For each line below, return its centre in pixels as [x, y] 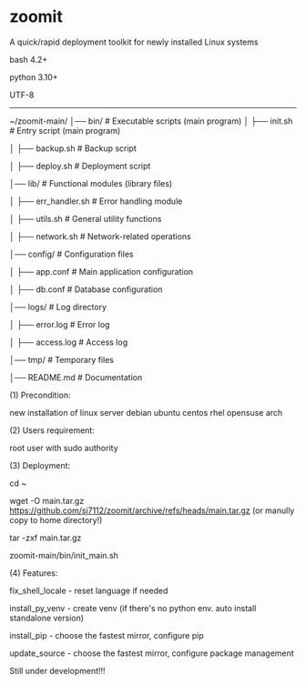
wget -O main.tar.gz [47, 500]
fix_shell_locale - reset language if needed [89, 590]
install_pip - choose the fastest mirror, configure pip [107, 635]
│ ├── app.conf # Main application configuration [102, 271]
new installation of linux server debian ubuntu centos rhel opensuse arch [146, 412]
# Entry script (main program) [65, 130]
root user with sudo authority [64, 448]
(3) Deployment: [40, 465]
